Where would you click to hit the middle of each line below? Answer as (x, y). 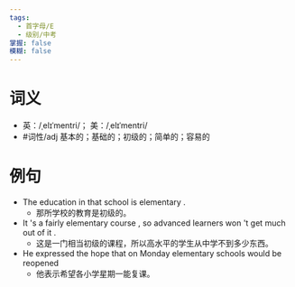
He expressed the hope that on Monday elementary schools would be (152, 253)
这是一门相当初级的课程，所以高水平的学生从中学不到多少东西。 (154, 243)
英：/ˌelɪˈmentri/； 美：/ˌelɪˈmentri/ (85, 125)
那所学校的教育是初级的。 (83, 213)
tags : (19, 18)
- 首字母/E (36, 26)
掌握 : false (30, 43)
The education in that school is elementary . (104, 202)
